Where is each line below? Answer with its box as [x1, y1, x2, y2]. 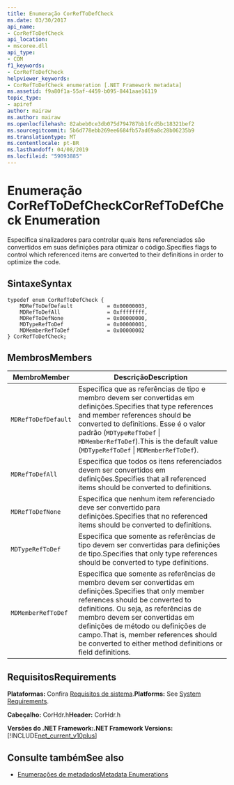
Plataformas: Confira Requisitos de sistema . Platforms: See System [7, 689, 201, 698]
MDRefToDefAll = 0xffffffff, [19, 308, 148, 316]
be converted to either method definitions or [78, 639, 223, 648]
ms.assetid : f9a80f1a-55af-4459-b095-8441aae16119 [7, 88, 157, 95]
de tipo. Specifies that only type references [78, 549, 218, 558]
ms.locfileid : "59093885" [7, 153, 82, 160]
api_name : [7, 23, 36, 30]
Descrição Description [114, 372, 188, 382]
